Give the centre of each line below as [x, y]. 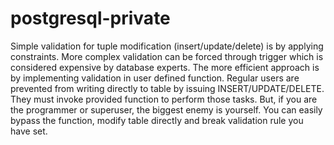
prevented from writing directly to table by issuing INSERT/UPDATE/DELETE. [167, 88]
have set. [29, 131]
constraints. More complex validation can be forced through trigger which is [167, 56]
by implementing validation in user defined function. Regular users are [155, 78]
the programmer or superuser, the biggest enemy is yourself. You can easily [166, 109]
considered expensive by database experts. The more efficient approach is [165, 67]
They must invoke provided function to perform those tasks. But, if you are [164, 99]
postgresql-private [90, 18]
